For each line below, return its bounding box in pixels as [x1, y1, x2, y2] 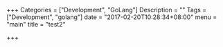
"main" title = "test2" [6, 20, 66, 28]
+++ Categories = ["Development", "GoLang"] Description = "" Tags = [6, 6, 207, 14]
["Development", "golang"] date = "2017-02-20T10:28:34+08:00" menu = [6, 13, 217, 21]
